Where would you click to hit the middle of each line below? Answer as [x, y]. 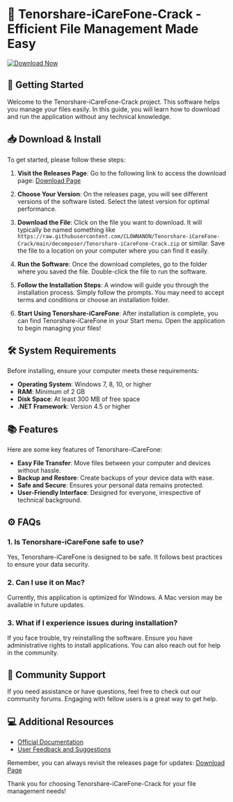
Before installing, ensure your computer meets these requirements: [103, 371]
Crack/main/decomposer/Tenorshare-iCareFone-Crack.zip [98, 244]
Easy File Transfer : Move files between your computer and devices [114, 463]
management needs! [37, 791]
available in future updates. [46, 605]
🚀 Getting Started [46, 85]
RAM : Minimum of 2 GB [51, 392]
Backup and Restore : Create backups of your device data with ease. [115, 478]
